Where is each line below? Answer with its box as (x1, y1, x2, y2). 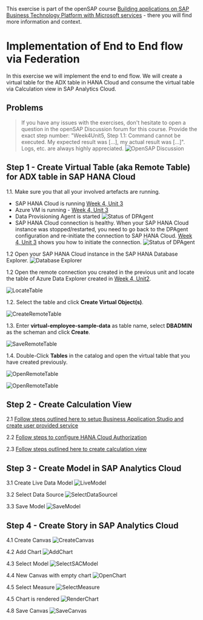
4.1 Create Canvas (6, 537, 52, 543)
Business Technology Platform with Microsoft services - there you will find (6, 12, 192, 19)
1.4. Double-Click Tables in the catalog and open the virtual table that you (6, 352, 190, 359)
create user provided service (6, 422, 79, 429)
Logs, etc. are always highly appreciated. (21, 145, 124, 152)
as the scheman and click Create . (6, 328, 91, 336)
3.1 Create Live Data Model (6, 479, 73, 486)
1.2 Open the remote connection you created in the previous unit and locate (6, 268, 195, 276)
